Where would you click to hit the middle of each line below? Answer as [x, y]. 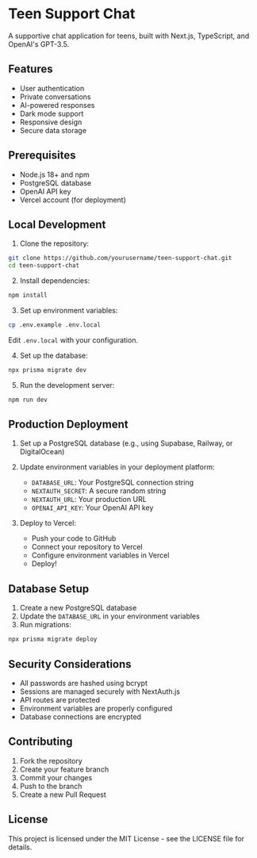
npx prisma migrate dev [48, 370]
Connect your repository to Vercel [87, 547]
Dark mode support [52, 113]
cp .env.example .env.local [55, 325]
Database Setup [49, 589]
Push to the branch [51, 786]
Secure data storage [53, 130]
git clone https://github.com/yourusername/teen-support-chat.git [120, 259]
